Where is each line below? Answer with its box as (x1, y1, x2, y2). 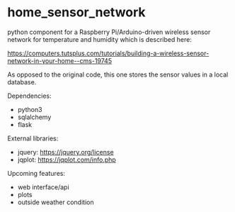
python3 (17, 105, 42, 113)
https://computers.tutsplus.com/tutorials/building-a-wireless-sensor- (7, 49, 210, 57)
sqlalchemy (17, 113, 52, 121)
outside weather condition (17, 198, 94, 206)
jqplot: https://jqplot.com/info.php (17, 155, 117, 164)
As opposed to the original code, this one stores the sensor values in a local (7, 70, 229, 79)
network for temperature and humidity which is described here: (7, 35, 193, 43)
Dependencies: (7, 91, 52, 100)
